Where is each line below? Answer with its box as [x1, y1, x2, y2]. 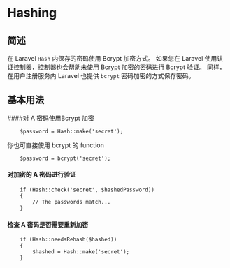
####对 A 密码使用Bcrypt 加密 [7, 114, 94, 122]
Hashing [7, 5, 57, 21]
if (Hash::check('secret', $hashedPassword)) [20, 186, 155, 193]
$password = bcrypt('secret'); [20, 155, 111, 162]
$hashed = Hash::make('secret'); [32, 248, 130, 255]
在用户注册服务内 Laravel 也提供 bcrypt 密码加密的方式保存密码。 [7, 72, 195, 80]
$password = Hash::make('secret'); [20, 128, 124, 135]
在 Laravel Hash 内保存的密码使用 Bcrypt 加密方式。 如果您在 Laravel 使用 [7, 54, 217, 62]
